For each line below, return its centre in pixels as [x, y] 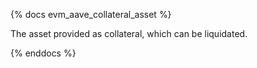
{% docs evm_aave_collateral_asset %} [91, 14]
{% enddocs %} [43, 53]
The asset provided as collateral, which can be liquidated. [129, 33]
